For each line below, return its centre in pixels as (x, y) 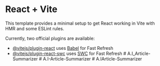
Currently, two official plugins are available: (50, 38)
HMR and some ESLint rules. (35, 28)
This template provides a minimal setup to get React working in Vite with (80, 23)
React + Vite (31, 9)
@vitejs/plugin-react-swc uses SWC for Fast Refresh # (69, 53)
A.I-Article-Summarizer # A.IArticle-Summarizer (92, 58)
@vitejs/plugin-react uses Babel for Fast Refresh (63, 48)
